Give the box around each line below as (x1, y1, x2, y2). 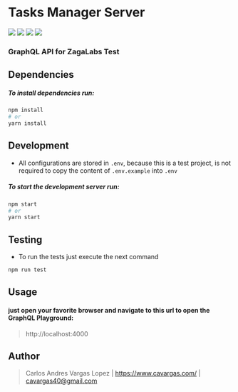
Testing (8, 233, 43, 246)
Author (8, 350, 40, 362)
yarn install (8, 119, 47, 127)
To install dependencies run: (8, 89, 95, 97)
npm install (8, 106, 43, 114)
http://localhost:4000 (25, 329, 88, 338)
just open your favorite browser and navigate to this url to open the (8, 306, 210, 314)
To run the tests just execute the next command (18, 253, 159, 261)
